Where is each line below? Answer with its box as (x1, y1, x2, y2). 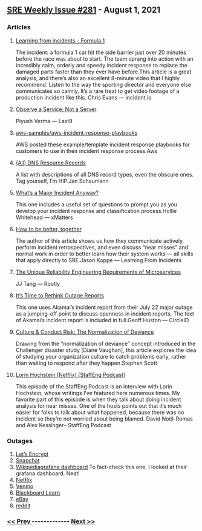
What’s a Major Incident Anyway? (15, 189, 99, 196)
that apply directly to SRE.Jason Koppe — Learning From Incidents (15, 256, 182, 263)
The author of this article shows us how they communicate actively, (15, 237, 184, 245)
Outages (7, 436, 33, 445)
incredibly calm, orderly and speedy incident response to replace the (15, 61, 188, 69)
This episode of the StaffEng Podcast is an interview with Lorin (15, 382, 173, 390)
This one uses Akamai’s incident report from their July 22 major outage (15, 303, 193, 311)
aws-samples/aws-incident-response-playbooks (15, 129, 138, 136)
